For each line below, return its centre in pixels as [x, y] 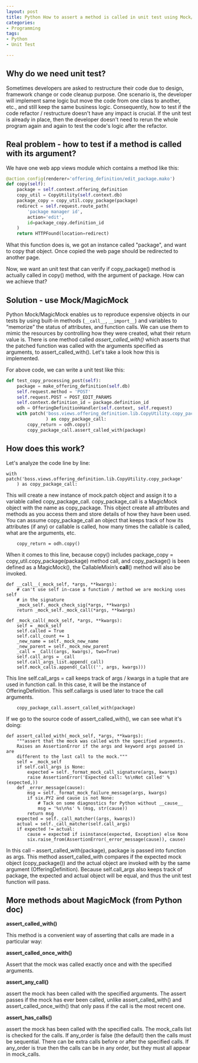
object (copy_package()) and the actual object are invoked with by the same [98, 863]
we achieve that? [27, 282]
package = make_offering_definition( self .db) [74, 386]
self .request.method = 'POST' [54, 392]
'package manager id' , [55, 211]
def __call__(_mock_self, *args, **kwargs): [62, 584]
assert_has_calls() [29, 1017]
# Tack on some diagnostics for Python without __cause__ [110, 803]
